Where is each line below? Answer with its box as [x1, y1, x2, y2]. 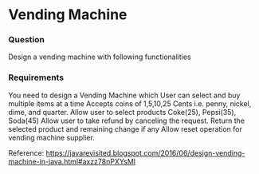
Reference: [8, 148, 45, 157]
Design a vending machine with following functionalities [8, 52, 191, 61]
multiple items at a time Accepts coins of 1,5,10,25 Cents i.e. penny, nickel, [8, 98, 252, 109]
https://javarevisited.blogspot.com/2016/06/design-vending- [45, 148, 245, 157]
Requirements [8, 72, 65, 83]
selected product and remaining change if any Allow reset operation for [8, 124, 243, 133]
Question [8, 34, 45, 45]
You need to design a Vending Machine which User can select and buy [8, 90, 241, 100]
